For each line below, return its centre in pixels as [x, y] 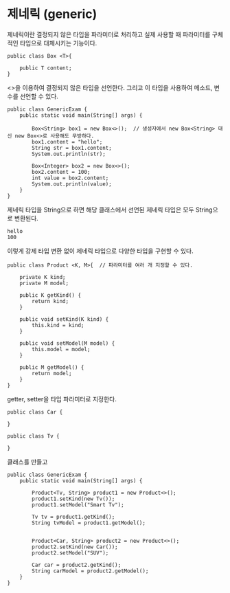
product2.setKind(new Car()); [75, 547]
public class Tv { [33, 436]
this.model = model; [61, 349]
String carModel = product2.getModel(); [90, 571]
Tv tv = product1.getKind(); [73, 517]
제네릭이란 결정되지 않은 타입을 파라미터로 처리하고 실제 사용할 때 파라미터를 [109, 34]
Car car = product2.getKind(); [77, 565]
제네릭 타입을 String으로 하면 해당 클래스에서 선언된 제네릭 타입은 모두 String [110, 210]
